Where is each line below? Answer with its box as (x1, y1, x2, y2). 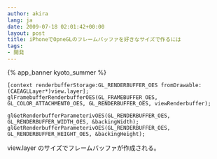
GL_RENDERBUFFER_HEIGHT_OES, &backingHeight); (7, 130, 146, 137)
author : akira (7, 10, 49, 17)
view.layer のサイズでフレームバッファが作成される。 (7, 144, 160, 152)
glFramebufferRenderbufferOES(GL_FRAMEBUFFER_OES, (7, 93, 158, 101)
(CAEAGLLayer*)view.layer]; (7, 88, 90, 95)
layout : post (7, 29, 45, 37)
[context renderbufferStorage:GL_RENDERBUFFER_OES (7, 82, 158, 89)
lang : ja (7, 17, 33, 24)
